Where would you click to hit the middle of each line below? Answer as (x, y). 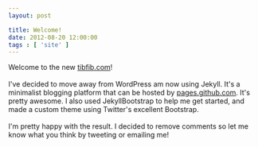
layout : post (30, 15)
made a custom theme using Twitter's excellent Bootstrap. (104, 110)
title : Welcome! (35, 30)
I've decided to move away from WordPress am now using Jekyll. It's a (124, 84)
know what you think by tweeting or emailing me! (89, 135)
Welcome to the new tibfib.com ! (61, 68)
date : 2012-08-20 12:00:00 (53, 37)
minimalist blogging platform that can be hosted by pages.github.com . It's (129, 93)
